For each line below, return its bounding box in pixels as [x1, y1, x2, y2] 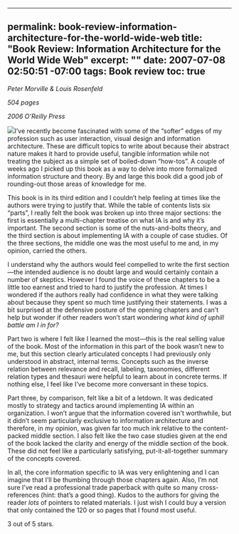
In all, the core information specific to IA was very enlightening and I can [7, 468, 219, 476]
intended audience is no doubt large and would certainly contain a [24, 268, 219, 276]
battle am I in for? [7, 320, 59, 329]
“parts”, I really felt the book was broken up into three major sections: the [7, 208, 222, 217]
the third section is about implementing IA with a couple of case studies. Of [7, 231, 228, 239]
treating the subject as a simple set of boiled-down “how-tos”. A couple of [7, 157, 225, 165]
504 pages [7, 98, 40, 107]
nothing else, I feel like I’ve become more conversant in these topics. [7, 379, 208, 388]
